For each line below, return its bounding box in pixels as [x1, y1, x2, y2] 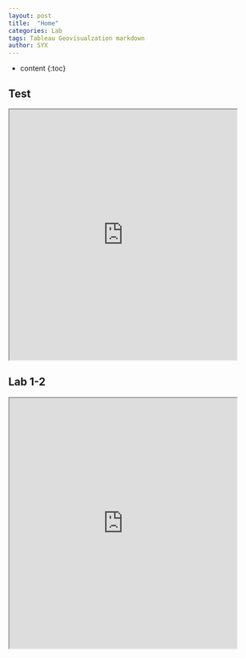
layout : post [8, 11, 52, 20]
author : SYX [8, 42, 48, 50]
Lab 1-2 [8, 375, 46, 389]
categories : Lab [8, 26, 63, 34]
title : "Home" [8, 19, 59, 27]
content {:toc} [19, 63, 67, 73]
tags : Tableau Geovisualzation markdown [8, 34, 146, 42]
